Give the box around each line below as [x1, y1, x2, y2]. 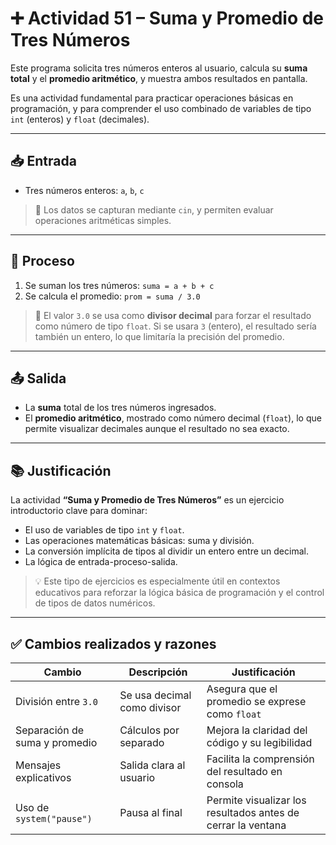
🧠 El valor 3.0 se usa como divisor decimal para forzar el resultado [34, 309, 312, 321]
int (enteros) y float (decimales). [10, 113, 150, 125]
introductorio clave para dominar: [10, 505, 148, 517]
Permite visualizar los [206, 793, 307, 807]
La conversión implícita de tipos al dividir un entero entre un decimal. [24, 545, 309, 557]
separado [119, 736, 165, 749]
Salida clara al [119, 758, 186, 772]
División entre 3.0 [15, 695, 98, 708]
